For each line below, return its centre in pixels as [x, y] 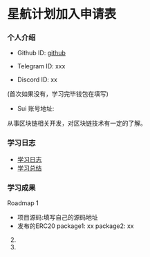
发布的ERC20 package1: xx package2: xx [75, 226]
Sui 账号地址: [36, 108]
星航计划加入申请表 [62, 14]
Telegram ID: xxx [41, 66]
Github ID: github [41, 53]
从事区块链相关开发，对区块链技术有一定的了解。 [77, 123]
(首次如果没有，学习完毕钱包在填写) [58, 94]
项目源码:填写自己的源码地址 [57, 218]
